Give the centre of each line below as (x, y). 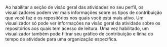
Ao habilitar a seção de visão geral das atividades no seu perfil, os (74, 7)
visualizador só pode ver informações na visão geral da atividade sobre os (83, 23)
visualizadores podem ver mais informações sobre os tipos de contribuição (84, 12)
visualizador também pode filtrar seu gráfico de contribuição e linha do (79, 34)
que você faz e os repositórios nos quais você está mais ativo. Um (74, 18)
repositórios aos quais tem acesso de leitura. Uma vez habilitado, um (77, 28)
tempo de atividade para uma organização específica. (61, 39)
